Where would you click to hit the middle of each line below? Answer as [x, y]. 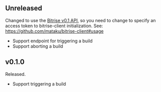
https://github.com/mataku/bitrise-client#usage [55, 31]
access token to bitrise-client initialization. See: [54, 26]
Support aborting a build [38, 46]
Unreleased [24, 8]
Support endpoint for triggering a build [53, 41]
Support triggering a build [39, 84]
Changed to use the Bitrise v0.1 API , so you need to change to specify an [80, 20]
